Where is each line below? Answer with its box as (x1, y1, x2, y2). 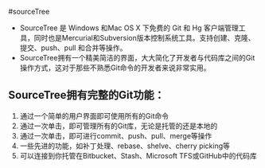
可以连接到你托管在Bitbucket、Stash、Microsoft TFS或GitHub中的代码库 (19, 150, 257, 160)
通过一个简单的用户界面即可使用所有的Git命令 (19, 111, 170, 120)
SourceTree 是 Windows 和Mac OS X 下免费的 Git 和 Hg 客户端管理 (19, 23, 239, 33)
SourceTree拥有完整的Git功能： (8, 88, 165, 102)
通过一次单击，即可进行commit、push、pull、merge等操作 (19, 131, 212, 140)
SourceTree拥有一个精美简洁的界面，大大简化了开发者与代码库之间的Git (19, 53, 255, 62)
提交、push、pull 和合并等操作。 (19, 43, 127, 53)
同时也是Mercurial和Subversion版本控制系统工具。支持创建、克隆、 (33, 33, 256, 42)
